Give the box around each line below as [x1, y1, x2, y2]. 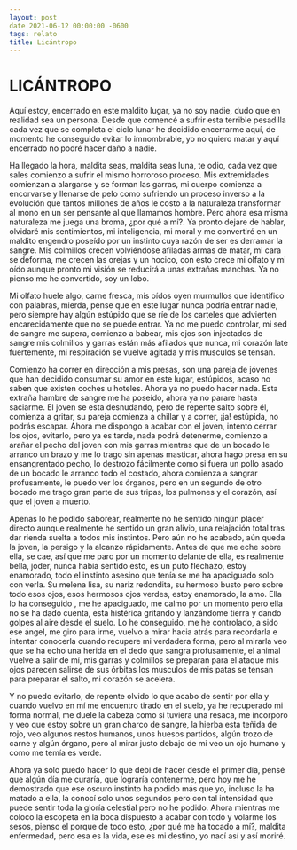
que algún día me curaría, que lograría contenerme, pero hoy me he [9, 774, 257, 785]
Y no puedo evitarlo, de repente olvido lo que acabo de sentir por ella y [9, 691, 270, 702]
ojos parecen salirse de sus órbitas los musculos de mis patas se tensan [9, 665, 274, 675]
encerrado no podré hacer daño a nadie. [9, 143, 158, 153]
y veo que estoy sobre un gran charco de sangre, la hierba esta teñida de [9, 720, 277, 730]
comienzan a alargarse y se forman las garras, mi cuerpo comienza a [9, 179, 262, 190]
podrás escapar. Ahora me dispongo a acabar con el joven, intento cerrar [9, 421, 277, 431]
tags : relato [9, 29, 58, 38]
